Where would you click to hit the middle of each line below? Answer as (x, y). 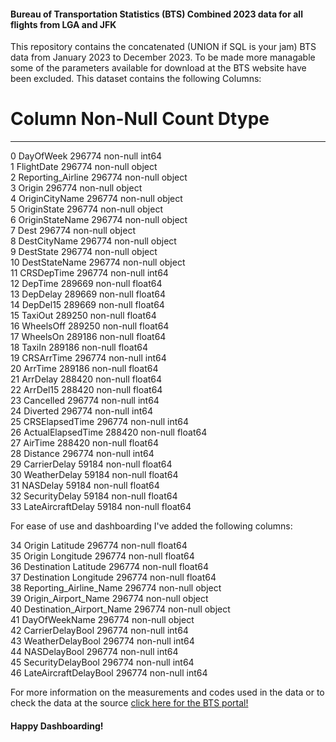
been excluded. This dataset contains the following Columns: (136, 79)
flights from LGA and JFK (63, 24)
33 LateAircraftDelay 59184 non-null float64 (101, 507)
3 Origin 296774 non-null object (76, 188)
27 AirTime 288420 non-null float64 (84, 443)
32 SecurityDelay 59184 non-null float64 (94, 496)
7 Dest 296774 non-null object (73, 231)
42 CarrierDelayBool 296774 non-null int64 (99, 631)
